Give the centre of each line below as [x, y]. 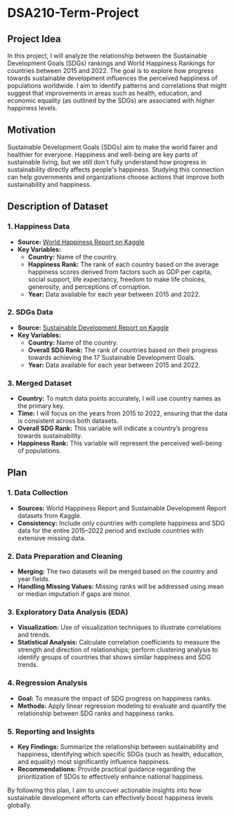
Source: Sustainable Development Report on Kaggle [93, 328]
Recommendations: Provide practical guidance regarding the [106, 769]
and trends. [34, 635]
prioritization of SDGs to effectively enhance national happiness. [111, 776]
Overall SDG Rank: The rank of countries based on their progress [123, 350]
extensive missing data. [52, 538]
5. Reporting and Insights [51, 731]
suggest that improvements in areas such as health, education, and [104, 93]
